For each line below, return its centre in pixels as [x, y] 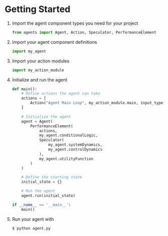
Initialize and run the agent [39, 80]
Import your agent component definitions [55, 42]
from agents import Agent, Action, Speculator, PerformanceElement [84, 32]
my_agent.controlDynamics [75, 149]
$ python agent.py [31, 228]
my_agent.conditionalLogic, [68, 135]
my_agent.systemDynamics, [75, 145]
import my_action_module [38, 70]
